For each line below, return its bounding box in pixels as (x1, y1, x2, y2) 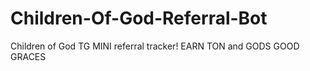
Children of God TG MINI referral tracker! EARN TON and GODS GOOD (10, 40, 300, 52)
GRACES (10, 50, 47, 62)
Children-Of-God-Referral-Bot (10, 7, 268, 30)
